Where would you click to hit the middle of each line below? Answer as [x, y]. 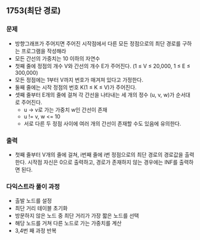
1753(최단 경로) [33, 11]
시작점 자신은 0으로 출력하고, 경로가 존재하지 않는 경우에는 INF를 [103, 162]
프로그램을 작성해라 [44, 51]
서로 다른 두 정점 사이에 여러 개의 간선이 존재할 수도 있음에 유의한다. [102, 123]
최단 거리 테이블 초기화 [41, 208]
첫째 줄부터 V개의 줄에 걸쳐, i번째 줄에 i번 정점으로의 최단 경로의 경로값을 [99, 154]
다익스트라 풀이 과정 [33, 186]
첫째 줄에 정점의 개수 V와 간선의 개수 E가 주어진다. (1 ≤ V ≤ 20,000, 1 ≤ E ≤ [102, 66]
